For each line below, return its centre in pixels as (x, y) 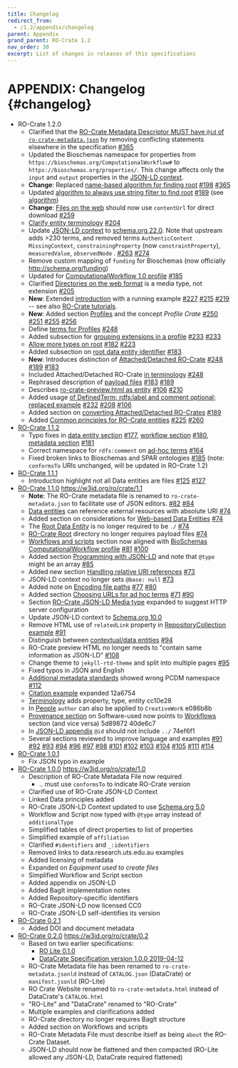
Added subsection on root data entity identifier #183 (105, 351)
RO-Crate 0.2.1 (39, 920)
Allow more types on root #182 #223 (82, 344)
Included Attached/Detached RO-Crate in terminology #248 (116, 374)
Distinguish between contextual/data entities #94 (100, 640)
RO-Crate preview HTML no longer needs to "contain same (115, 648)
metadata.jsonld (52, 974)
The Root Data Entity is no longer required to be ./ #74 (109, 526)
